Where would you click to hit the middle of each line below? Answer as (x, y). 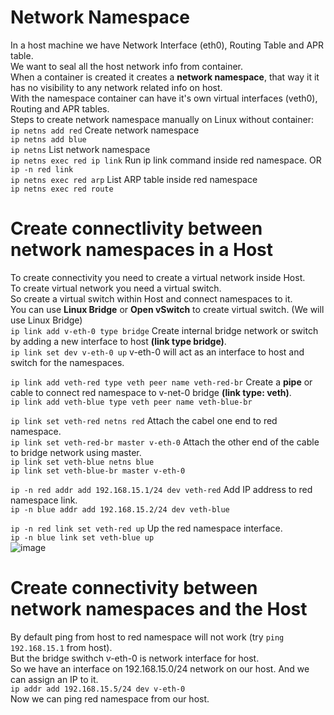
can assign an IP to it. (54, 679)
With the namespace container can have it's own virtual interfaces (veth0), (164, 98)
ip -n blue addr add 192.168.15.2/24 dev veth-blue (120, 509)
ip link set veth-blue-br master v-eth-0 (98, 471)
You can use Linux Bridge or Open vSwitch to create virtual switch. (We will (167, 309)
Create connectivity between (134, 588)
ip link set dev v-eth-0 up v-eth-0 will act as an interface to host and (157, 352)
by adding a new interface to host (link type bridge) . (118, 341)
